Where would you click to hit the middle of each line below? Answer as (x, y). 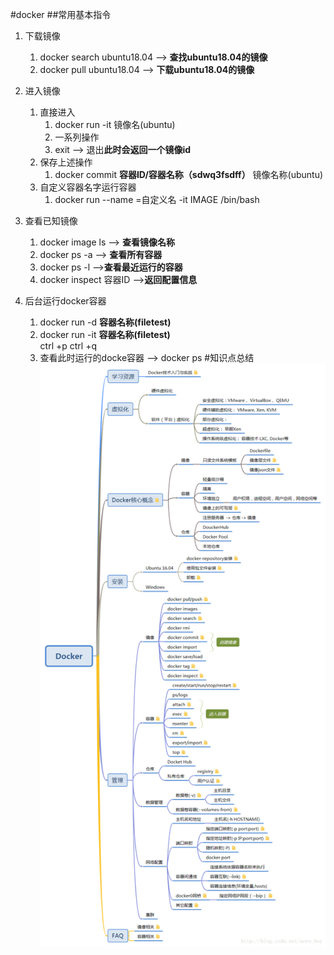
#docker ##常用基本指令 (61, 14)
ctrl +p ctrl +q (68, 346)
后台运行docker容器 (65, 301)
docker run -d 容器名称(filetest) (105, 322)
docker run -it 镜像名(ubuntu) (115, 124)
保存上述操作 (66, 162)
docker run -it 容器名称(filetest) (105, 334)
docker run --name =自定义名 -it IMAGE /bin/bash (157, 199)
